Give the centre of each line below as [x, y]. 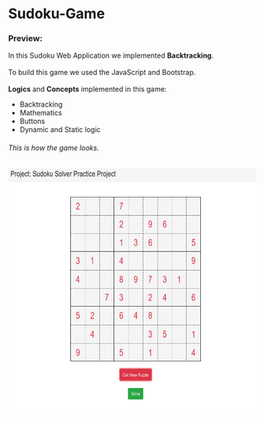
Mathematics [41, 113]
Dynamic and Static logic [60, 130]
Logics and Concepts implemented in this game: [87, 89]
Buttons [32, 121]
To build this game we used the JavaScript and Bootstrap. [102, 73]
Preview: [26, 39]
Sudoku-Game [56, 14]
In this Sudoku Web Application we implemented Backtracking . [111, 55]
